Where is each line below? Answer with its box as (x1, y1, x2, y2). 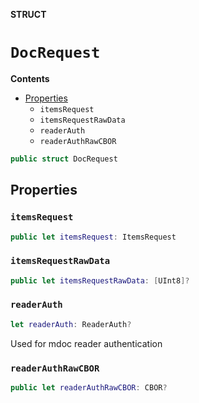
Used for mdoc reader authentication (10, 337, 163, 349)
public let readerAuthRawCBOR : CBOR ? (10, 383, 168, 393)
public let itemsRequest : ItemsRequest (10, 232, 177, 242)
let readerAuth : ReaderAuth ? (10, 319, 132, 329)
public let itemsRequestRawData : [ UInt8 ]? (10, 275, 190, 286)
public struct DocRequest (10, 154, 118, 164)
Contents (10, 72, 50, 84)
